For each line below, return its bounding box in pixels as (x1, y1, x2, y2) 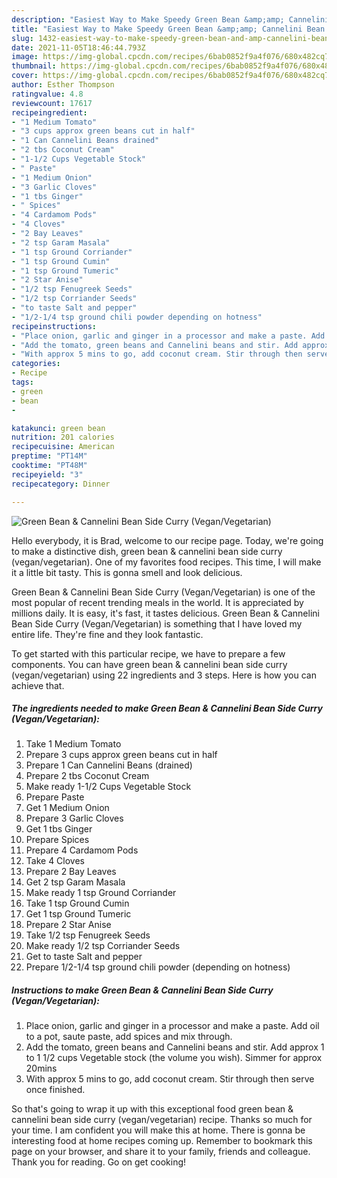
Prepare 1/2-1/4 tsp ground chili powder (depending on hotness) (25, 961, 291, 973)
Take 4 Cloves (25, 855, 86, 867)
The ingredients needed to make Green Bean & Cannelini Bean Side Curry (11, 702, 323, 715)
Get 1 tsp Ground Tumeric (25, 908, 132, 920)
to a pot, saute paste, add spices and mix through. (25, 1031, 233, 1043)
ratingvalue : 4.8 (11, 89, 84, 99)
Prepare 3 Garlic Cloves (25, 812, 124, 825)
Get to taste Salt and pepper (25, 951, 143, 963)
